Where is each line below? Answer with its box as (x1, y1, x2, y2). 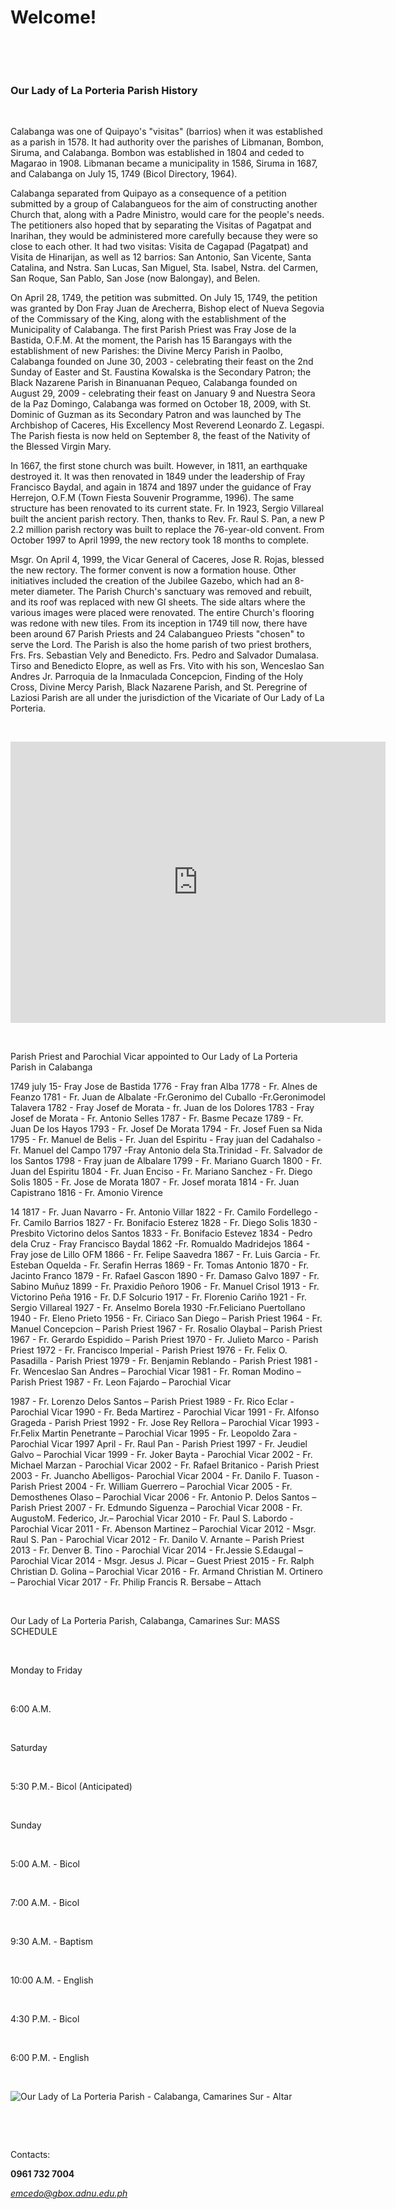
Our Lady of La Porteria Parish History (10, 83, 198, 97)
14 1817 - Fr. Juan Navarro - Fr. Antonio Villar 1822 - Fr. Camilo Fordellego (10, 1206, 312, 1218)
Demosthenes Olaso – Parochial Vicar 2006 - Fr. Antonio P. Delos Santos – (10, 1491, 317, 1503)
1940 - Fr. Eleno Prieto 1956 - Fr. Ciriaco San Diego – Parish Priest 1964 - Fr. (10, 1312, 323, 1325)
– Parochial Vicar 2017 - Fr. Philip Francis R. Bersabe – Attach (10, 1576, 262, 1588)
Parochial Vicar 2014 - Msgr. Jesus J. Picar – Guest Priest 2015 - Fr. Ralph (10, 1555, 315, 1567)
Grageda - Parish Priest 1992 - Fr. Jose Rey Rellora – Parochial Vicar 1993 (10, 1417, 313, 1429)
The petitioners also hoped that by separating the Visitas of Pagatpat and (10, 219, 312, 231)
